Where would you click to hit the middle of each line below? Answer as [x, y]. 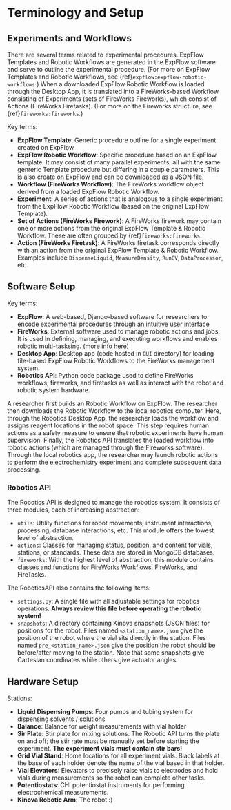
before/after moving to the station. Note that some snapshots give [111, 653]
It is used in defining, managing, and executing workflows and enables [117, 338]
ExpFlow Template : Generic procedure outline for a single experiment [117, 140]
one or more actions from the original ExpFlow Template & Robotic [111, 228]
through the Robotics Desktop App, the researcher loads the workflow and [113, 418]
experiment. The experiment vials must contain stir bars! [100, 748]
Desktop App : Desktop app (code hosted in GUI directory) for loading [115, 353]
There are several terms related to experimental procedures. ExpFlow [106, 55]
